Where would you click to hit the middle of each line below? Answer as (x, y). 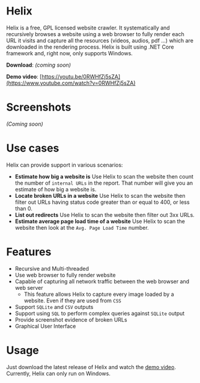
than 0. (24, 208)
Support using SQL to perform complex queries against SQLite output (100, 313)
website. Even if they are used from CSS (72, 300)
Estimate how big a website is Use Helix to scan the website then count (104, 176)
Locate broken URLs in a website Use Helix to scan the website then (100, 195)
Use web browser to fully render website (65, 275)
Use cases (33, 148)
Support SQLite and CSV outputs (54, 307)
